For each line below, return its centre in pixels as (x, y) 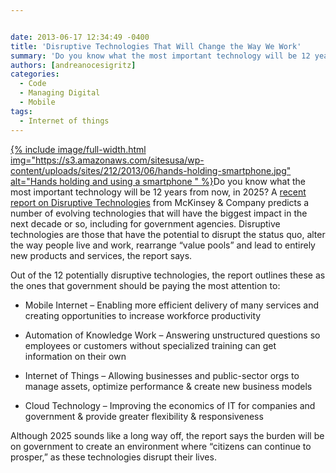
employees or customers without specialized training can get (150, 345)
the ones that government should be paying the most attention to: (145, 285)
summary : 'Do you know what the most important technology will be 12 (160, 56)
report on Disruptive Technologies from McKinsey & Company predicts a (160, 202)
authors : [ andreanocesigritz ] (73, 65)
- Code (33, 84)
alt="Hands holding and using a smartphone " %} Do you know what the (158, 181)
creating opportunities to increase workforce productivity (143, 315)
